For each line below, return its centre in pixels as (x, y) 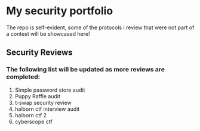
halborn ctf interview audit (47, 109)
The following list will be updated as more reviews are (86, 70)
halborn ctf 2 (30, 115)
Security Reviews (39, 53)
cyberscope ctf (33, 121)
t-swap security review (43, 102)
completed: (23, 77)
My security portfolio (60, 11)
